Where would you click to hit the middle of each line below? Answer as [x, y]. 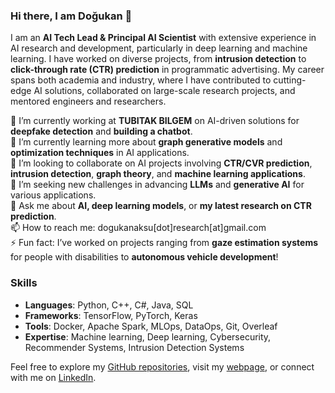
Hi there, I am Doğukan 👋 [71, 16]
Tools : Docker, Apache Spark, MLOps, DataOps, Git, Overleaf [151, 326]
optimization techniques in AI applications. [100, 153]
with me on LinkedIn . [53, 377]
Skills [24, 283]
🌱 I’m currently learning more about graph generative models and [146, 142]
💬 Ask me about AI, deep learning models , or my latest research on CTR [161, 206]
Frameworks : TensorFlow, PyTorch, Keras [111, 315]
